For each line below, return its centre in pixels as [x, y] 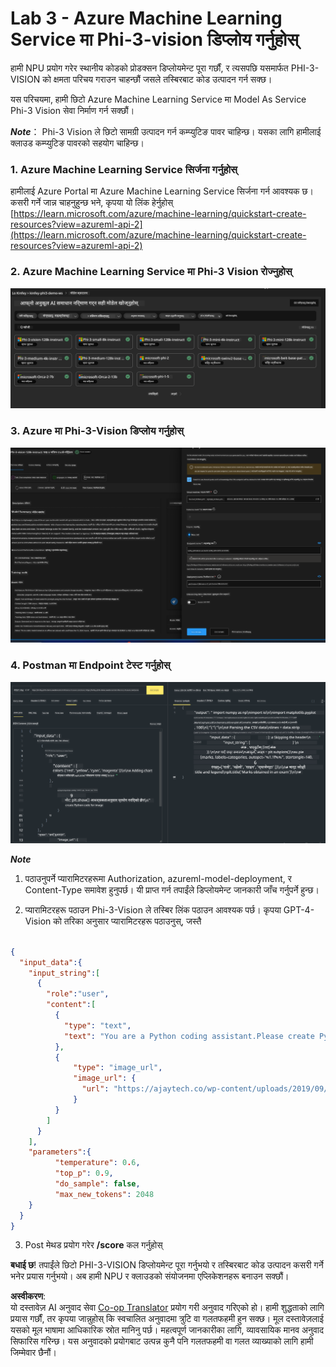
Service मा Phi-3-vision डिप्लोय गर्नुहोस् [155, 39]
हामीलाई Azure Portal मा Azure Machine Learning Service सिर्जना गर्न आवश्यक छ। [162, 191]
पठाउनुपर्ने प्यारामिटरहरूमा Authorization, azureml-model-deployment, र [158, 878]
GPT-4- [299, 909]
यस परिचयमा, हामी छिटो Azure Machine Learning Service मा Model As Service [158, 99]
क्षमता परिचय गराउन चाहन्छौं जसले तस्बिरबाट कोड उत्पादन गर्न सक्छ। [163, 79]
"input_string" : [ [64, 973]
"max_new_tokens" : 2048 [104, 1194]
